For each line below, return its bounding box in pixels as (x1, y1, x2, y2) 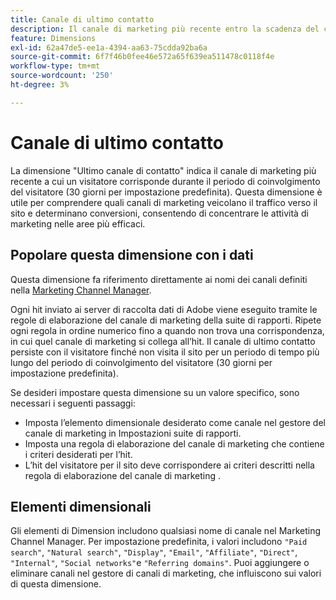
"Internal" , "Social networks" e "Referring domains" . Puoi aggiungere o (10, 557, 310, 569)
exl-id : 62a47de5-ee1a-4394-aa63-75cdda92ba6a (10, 42, 208, 53)
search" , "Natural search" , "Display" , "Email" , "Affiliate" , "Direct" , (10, 546, 298, 558)
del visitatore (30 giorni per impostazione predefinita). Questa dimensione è (10, 186, 323, 198)
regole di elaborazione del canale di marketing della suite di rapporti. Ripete (10, 314, 322, 326)
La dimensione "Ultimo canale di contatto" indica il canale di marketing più (10, 164, 317, 176)
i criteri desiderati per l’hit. (24, 448, 133, 460)
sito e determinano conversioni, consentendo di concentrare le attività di (10, 207, 309, 219)
